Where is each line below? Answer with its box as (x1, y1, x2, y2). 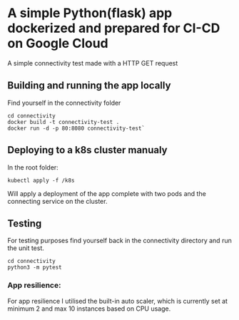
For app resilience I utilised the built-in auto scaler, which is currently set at (7, 296, 228, 305)
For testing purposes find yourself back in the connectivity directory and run (7, 237, 232, 245)
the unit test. (7, 244, 45, 252)
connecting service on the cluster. (7, 197, 108, 205)
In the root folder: (7, 162, 59, 172)
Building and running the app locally (7, 80, 171, 92)
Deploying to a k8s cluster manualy (7, 144, 168, 156)
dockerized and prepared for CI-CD (7, 20, 220, 36)
